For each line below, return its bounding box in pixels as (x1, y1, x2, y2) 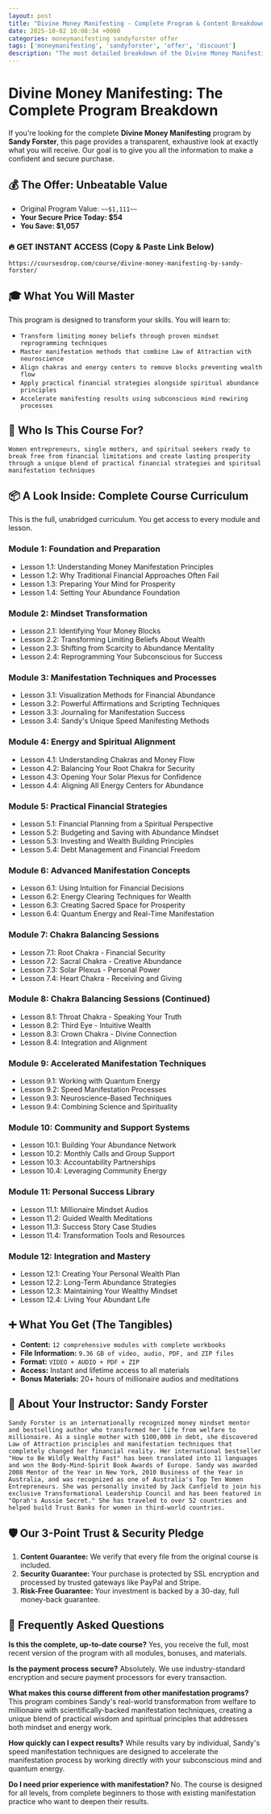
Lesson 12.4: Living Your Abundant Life (19, 1294, 151, 1305)
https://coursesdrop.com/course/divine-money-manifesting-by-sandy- (8, 259, 244, 267)
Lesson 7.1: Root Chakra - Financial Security (19, 947, 166, 958)
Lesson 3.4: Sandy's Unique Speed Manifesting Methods (19, 716, 210, 726)
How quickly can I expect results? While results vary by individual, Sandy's (8, 1738, 261, 1748)
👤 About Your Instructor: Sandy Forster (8, 1397, 208, 1411)
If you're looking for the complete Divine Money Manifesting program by (8, 128, 252, 137)
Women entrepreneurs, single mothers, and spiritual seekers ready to (8, 445, 251, 453)
